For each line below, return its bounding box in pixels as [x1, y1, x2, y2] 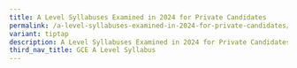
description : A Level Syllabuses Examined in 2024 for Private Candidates [9, 37, 291, 47]
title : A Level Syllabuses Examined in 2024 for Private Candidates [9, 12, 267, 22]
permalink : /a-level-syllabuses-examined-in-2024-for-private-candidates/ [9, 21, 291, 30]
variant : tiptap [9, 29, 69, 38]
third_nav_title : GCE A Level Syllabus [9, 46, 156, 55]
